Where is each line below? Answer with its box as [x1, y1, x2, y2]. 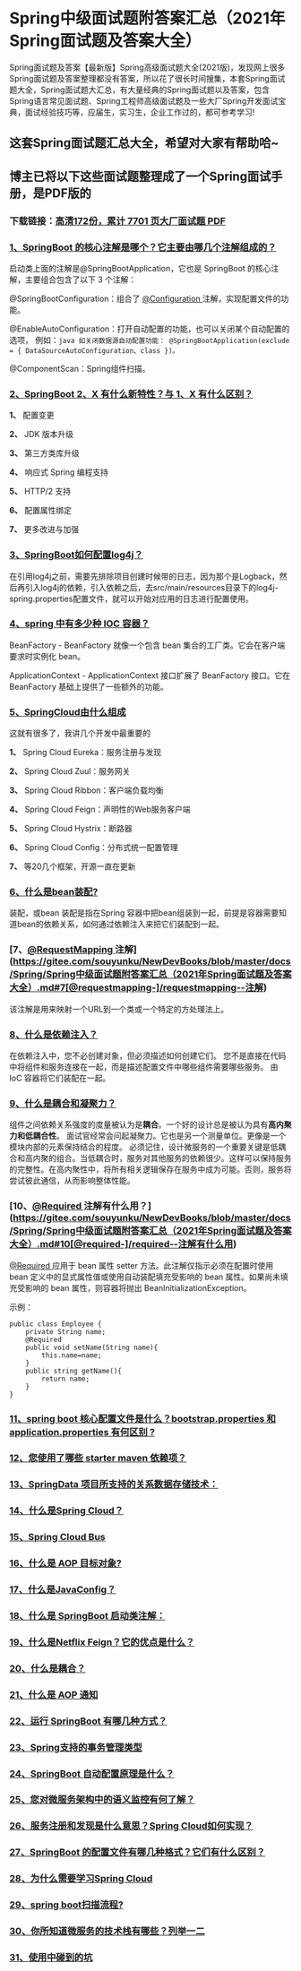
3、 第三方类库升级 [9, 448, 80, 459]
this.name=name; [41, 1350, 102, 1360]
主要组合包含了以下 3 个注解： [24, 274, 137, 285]
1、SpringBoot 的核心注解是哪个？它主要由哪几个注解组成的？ [9, 241, 277, 254]
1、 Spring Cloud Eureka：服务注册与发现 [9, 747, 162, 758]
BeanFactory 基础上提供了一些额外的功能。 [9, 681, 168, 692]
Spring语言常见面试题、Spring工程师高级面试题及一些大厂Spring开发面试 [9, 95, 279, 106]
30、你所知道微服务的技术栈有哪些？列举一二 [9, 1925, 205, 1938]
